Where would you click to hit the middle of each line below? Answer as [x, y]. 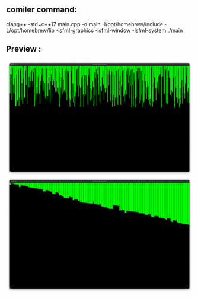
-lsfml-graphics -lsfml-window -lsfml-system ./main [119, 30]
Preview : [24, 49]
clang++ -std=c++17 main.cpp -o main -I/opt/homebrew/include [85, 24]
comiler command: [41, 10]
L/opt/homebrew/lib [31, 30]
